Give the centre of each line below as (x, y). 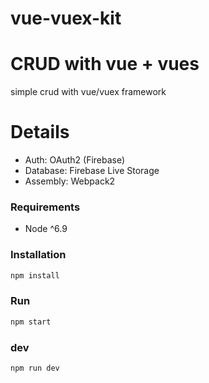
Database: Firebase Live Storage (92, 171)
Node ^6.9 (46, 229)
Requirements (45, 207)
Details (40, 132)
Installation (38, 255)
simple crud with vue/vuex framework (88, 92)
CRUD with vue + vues (105, 64)
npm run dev (35, 368)
